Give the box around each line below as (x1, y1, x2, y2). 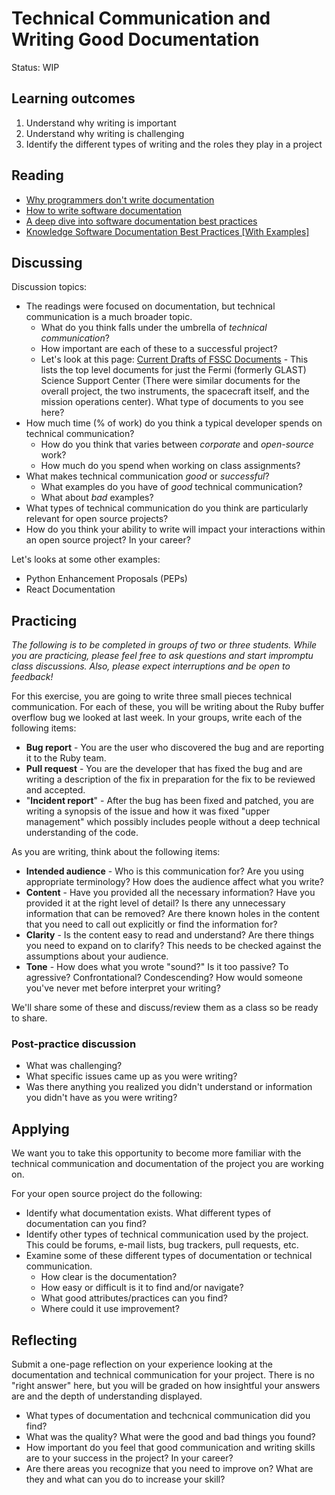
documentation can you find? (25, 1218, 147, 1230)
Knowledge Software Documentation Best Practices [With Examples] (25, 225, 310, 237)
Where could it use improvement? (40, 1303, 180, 1315)
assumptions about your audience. (25, 950, 169, 962)
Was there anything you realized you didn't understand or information (25, 1081, 313, 1093)
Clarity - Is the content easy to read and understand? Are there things (25, 929, 315, 941)
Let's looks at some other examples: (11, 553, 161, 566)
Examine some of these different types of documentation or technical (25, 1250, 313, 1262)
